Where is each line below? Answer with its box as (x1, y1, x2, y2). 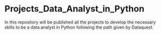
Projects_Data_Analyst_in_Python (4, 3, 144, 14)
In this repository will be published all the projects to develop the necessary (4, 19, 156, 25)
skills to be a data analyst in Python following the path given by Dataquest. (4, 24, 154, 30)
